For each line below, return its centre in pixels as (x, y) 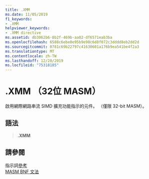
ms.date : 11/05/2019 (27, 14)
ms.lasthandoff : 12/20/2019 (34, 61)
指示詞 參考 (16, 165)
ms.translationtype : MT (30, 51)
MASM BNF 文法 (22, 172)
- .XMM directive (23, 33)
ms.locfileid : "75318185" (32, 65)
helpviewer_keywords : (28, 28)
